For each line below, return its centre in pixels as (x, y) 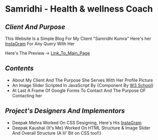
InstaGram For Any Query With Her (40, 44)
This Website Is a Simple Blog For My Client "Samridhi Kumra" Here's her (78, 38)
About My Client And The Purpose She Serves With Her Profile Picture (82, 80)
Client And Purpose (35, 27)
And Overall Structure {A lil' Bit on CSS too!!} (57, 133)
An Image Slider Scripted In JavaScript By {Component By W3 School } (83, 85)
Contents (19, 68)
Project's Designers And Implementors (65, 111)
